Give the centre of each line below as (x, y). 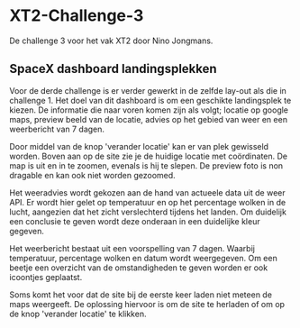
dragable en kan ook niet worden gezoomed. (92, 175)
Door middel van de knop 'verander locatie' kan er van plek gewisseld (139, 146)
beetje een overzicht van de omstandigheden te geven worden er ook (139, 268)
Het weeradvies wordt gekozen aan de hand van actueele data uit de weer (147, 192)
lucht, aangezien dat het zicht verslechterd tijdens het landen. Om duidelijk (148, 212)
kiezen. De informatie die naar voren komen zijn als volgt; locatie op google (149, 110)
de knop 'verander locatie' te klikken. (78, 314)
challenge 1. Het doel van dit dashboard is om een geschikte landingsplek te (150, 100)
